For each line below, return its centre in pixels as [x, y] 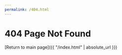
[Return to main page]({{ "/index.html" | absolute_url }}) [61, 47]
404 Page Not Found [48, 33]
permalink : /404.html [27, 9]
